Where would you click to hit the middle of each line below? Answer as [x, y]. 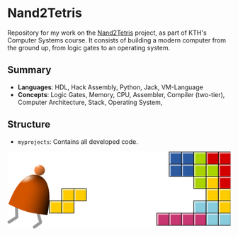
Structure [29, 124]
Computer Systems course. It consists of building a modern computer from [117, 40]
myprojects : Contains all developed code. [78, 141]
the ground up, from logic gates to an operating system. [89, 47]
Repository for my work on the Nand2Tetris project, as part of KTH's [107, 33]
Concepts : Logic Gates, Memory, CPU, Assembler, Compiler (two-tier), [121, 94]
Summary [29, 70]
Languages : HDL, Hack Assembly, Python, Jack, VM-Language [110, 87]
